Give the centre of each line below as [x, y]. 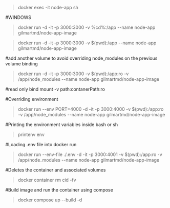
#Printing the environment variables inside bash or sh [62, 125]
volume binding [22, 64]
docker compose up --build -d [50, 200]
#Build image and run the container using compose [59, 190]
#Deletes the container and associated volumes [56, 170]
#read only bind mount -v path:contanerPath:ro [55, 89]
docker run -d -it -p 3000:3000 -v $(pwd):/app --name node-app [87, 43]
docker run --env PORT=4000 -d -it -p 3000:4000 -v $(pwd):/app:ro [91, 109]
